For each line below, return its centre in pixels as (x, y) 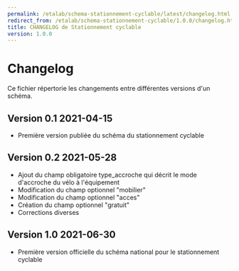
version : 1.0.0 (30, 34)
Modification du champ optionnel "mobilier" (81, 189)
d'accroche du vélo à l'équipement (69, 182)
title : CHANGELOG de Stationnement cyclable (74, 27)
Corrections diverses (48, 212)
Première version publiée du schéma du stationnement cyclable (111, 135)
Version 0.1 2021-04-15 (60, 118)
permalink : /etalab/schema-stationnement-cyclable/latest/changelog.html (119, 14)
